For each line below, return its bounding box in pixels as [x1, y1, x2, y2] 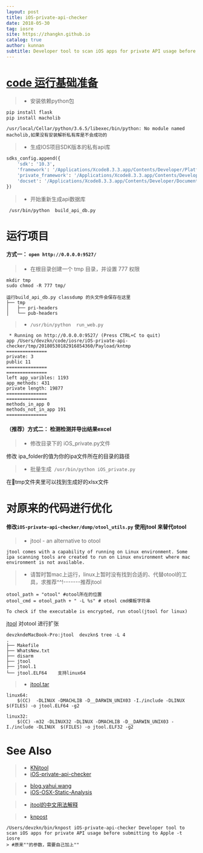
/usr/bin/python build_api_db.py [8, 207, 96, 213]
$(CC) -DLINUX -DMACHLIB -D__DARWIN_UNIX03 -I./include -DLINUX [17, 697, 185, 704]
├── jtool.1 [6, 663, 36, 669]
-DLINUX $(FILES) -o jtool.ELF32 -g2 [36, 724, 134, 730]
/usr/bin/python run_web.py [30, 322, 104, 328]
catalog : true [6, 37, 42, 43]
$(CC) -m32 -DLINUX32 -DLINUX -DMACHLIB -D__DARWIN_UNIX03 [17, 718, 169, 725]
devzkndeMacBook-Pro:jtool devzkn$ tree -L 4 [6, 632, 126, 638]
